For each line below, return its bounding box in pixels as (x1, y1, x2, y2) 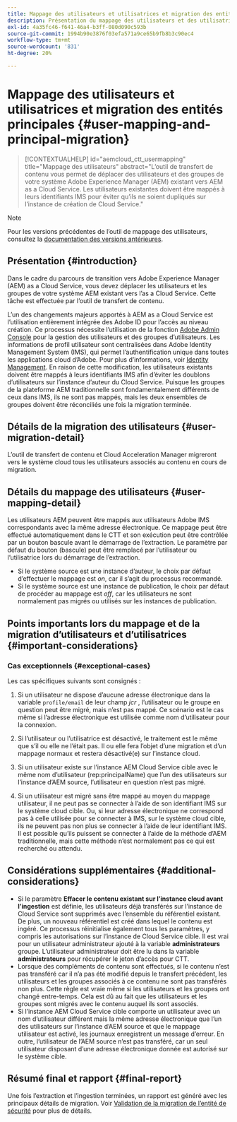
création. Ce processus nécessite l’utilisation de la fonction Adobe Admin (7, 325, 220, 333)
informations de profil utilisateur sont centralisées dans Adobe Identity (7, 340, 212, 348)
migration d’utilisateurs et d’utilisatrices (7, 628, 187, 640)
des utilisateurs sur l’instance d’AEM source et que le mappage (17, 1022, 200, 1030)
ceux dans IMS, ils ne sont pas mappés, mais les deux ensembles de (7, 393, 207, 401)
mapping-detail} (7, 497, 82, 509)
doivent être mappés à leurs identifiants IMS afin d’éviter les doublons (7, 370, 210, 379)
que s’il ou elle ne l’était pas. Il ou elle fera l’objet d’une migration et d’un (17, 741, 227, 750)
